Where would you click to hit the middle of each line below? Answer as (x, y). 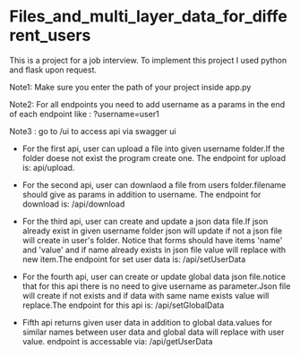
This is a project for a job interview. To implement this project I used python (148, 60)
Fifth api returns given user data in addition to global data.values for (147, 322)
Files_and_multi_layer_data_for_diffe (149, 17)
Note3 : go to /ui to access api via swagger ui (93, 131)
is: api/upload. (48, 167)
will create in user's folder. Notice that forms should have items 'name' (152, 240)
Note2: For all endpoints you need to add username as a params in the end (147, 104)
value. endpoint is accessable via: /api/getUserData (117, 341)
